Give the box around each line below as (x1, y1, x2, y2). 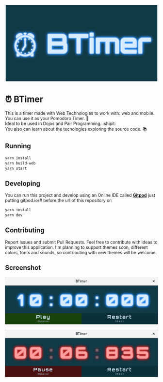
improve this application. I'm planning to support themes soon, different (5, 244, 148, 250)
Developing (5, 179, 40, 187)
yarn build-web (5, 161, 36, 165)
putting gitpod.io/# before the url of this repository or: (5, 198, 113, 203)
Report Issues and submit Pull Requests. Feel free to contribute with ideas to (5, 239, 158, 245)
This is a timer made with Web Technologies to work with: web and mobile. (5, 110, 155, 116)
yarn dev (5, 213, 23, 218)
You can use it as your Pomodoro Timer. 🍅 (5, 115, 89, 121)
